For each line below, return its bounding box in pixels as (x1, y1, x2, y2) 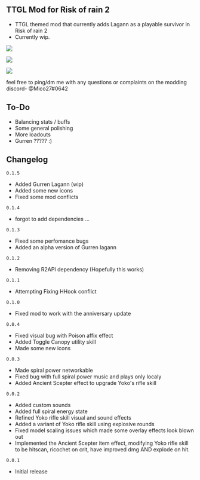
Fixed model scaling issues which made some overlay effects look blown (14, 427, 194, 434)
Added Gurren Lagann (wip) (14, 181, 84, 188)
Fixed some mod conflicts (14, 194, 79, 201)
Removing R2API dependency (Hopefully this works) (14, 266, 144, 273)
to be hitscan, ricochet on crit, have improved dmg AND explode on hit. (14, 446, 190, 453)
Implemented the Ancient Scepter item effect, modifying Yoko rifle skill (14, 439, 189, 447)
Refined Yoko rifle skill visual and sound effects (14, 414, 131, 421)
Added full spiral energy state (14, 408, 88, 415)
